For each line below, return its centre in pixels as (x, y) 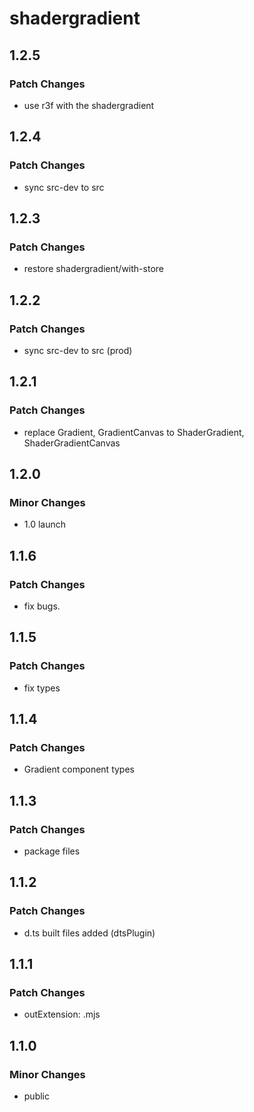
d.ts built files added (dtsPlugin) (89, 933)
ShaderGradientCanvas (72, 443)
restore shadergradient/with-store (93, 269)
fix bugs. (42, 606)
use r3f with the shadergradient (89, 105)
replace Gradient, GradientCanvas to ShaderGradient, (134, 432)
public (36, 1096)
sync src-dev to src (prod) (78, 350)
